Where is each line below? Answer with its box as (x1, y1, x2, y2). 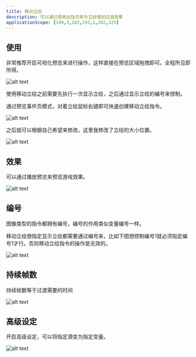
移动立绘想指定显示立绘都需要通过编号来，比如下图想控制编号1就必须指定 (6, 232, 183, 239)
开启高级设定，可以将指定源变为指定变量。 (6, 333, 109, 340)
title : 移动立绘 (6, 8, 42, 15)
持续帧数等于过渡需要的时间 (6, 286, 73, 293)
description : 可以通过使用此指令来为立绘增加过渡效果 (6, 14, 123, 20)
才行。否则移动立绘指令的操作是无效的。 (13, 239, 111, 246)
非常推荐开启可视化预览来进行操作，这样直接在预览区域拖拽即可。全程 (6, 59, 176, 66)
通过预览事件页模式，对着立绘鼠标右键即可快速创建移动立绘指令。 (6, 103, 165, 110)
